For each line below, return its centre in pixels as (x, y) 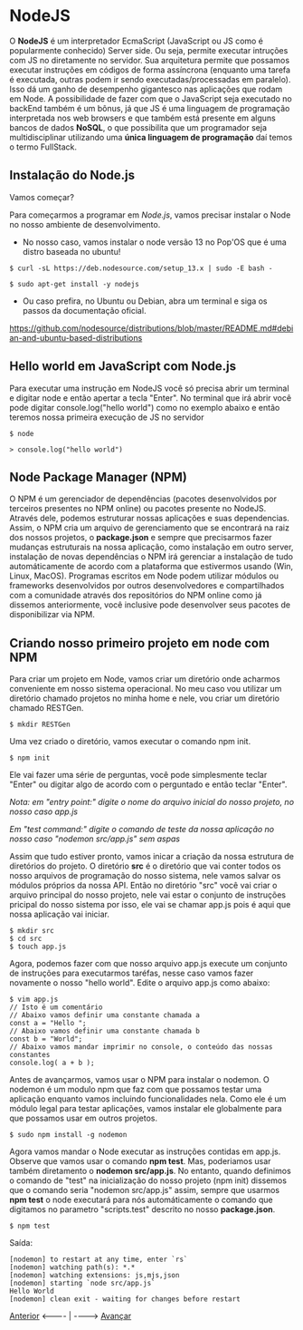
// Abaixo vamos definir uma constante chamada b (105, 1031)
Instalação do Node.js (72, 175)
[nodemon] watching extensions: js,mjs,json (95, 1276)
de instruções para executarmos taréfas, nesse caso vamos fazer (132, 973)
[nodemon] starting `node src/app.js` (82, 1284)
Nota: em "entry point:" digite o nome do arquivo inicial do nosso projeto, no (152, 802)
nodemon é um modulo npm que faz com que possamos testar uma (136, 1090)
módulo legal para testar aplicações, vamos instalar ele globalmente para (146, 1109)
